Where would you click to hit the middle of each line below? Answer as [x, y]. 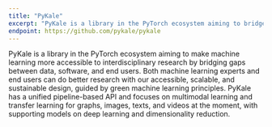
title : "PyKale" [36, 16]
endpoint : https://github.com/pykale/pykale [85, 31]
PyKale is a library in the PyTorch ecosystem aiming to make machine [124, 54]
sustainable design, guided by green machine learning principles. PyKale [130, 88]
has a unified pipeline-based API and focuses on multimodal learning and [131, 97]
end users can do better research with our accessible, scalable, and [121, 80]
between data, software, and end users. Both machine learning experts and [134, 71]
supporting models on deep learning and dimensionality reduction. [119, 114]
